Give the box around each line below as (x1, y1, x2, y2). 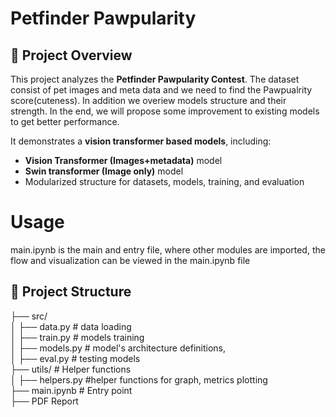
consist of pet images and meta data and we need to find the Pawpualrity (10, 84, 313, 96)
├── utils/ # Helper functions (10, 363, 132, 375)
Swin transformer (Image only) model (24, 165, 184, 177)
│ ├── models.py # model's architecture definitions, (10, 342, 226, 354)
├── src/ (10, 310, 48, 322)
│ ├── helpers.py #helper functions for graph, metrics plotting (10, 373, 268, 386)
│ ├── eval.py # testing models (10, 352, 141, 364)
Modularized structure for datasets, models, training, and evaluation (24, 176, 305, 187)
